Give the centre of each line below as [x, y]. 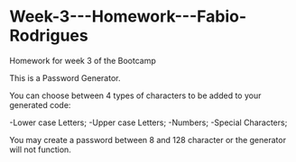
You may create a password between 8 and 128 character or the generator [148, 139]
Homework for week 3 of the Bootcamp [83, 60]
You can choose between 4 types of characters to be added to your [135, 95]
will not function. [41, 149]
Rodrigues [49, 36]
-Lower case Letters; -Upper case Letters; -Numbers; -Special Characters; [148, 122]
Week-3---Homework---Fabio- [128, 17]
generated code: [40, 104]
